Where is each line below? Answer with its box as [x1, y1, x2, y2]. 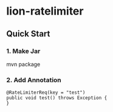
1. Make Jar [6, 47, 41, 55]
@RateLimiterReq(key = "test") [6, 89, 86, 96]
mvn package [6, 60, 41, 68]
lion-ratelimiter [6, 4, 84, 18]
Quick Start [6, 29, 50, 39]
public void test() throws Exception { [6, 95, 108, 101]
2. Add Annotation [6, 75, 62, 84]
